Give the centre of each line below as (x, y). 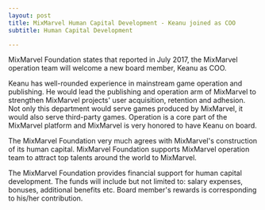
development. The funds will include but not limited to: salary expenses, (126, 181)
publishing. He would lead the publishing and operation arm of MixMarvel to (132, 92)
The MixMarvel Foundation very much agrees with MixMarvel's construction (133, 141)
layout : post (30, 15)
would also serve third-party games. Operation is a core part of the (118, 117)
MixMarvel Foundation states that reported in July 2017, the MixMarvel (123, 59)
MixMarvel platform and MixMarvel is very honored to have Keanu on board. (133, 126)
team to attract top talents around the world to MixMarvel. (102, 158)
